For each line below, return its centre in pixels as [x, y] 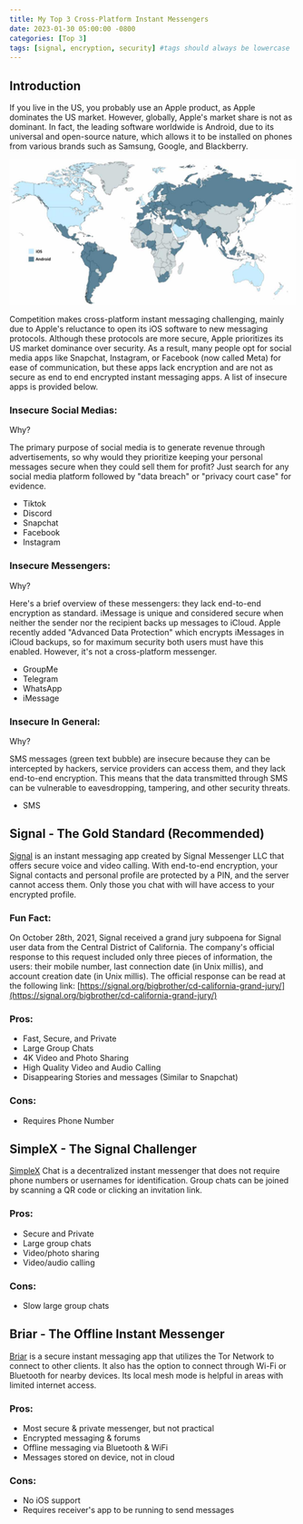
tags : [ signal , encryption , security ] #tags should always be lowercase [150, 48]
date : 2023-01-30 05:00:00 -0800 [73, 29]
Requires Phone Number [68, 1120]
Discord [37, 514]
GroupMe [40, 669]
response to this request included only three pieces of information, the [141, 957]
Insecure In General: [55, 722]
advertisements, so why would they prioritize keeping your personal [136, 457]
